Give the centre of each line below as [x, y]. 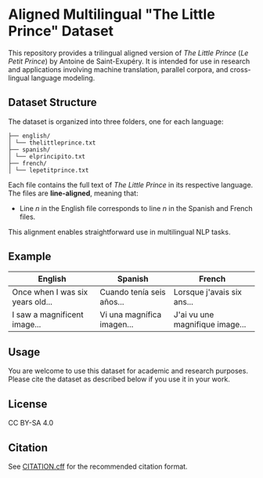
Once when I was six [50, 292]
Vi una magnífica [131, 314]
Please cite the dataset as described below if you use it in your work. [119, 379]
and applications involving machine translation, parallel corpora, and [118, 69]
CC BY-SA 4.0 [31, 423]
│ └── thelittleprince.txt [52, 143]
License [28, 404]
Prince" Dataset [61, 31]
